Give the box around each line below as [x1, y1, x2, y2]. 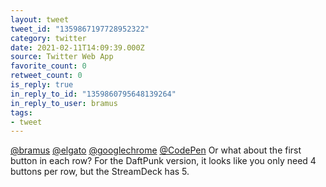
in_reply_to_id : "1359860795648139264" [10, 89, 177, 99]
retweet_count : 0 [10, 71, 83, 81]
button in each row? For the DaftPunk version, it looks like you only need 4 [10, 155, 317, 167]
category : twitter [10, 33, 87, 43]
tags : [10, 107, 33, 118]
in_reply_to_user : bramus [10, 98, 118, 108]
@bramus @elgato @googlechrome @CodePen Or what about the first [10, 144, 302, 156]
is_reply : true [10, 80, 74, 90]
